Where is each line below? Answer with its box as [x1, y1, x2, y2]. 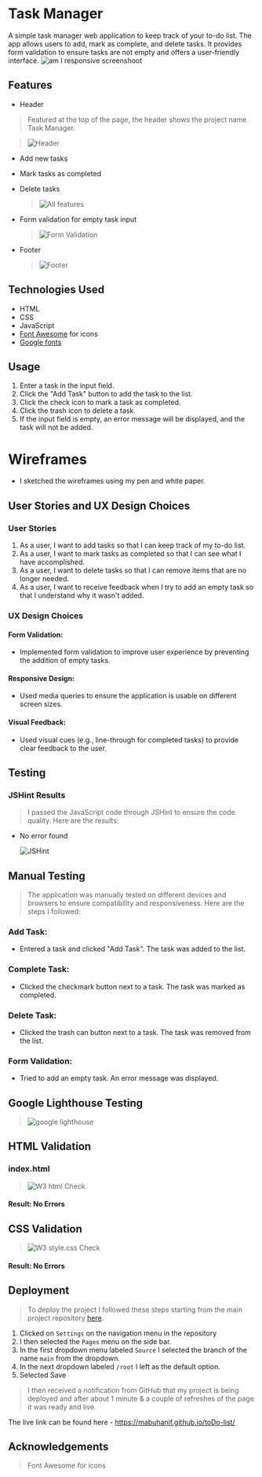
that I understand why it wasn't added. [19, 591, 144, 600]
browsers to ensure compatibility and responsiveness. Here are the [27, 898, 245, 908]
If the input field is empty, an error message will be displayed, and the [19, 414, 246, 424]
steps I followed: [27, 907, 81, 916]
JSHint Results [8, 790, 66, 801]
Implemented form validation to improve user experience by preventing [19, 647, 249, 657]
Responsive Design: [8, 673, 75, 683]
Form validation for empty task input [19, 214, 137, 224]
